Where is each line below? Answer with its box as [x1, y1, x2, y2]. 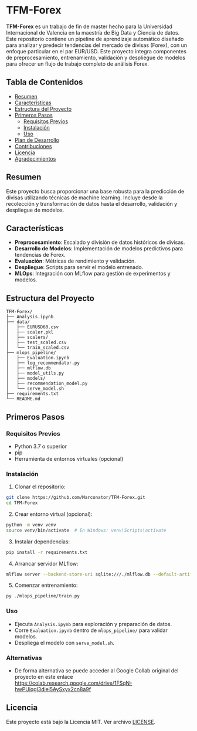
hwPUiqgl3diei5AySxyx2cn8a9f [14, 685, 91, 692]
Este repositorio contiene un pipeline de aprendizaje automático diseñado [6, 35, 184, 42]
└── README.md [6, 396, 41, 402]
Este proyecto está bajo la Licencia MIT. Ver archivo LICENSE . [6, 718, 156, 725]
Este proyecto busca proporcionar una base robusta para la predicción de [6, 188, 185, 195]
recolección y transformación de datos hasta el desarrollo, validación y [6, 200, 178, 207]
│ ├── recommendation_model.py [6, 380, 88, 387]
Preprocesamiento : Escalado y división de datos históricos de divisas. [14, 239, 185, 246]
